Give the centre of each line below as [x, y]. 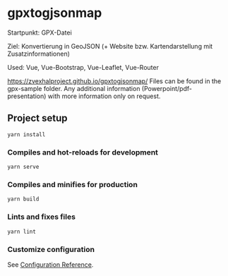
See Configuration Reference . [50, 264]
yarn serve [23, 167]
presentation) [27, 96]
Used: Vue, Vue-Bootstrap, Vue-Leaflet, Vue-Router [83, 67]
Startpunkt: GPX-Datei [40, 32]
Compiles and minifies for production [72, 184]
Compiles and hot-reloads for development [83, 152]
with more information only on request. [104, 96]
